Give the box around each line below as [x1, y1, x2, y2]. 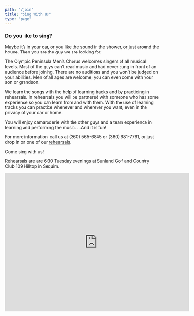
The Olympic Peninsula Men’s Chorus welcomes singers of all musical [5, 58, 146, 64]
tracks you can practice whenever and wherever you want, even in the [5, 104, 147, 110]
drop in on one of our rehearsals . [5, 139, 72, 145]
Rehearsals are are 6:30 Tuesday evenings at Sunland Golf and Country [5, 158, 150, 164]
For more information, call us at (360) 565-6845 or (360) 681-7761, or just [5, 133, 154, 140]
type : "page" [5, 16, 32, 21]
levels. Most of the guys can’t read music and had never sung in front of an [5, 63, 157, 69]
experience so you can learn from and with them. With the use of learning [5, 99, 154, 105]
